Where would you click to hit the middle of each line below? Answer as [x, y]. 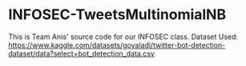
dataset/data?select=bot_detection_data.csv [81, 53]
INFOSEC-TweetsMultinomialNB [117, 15]
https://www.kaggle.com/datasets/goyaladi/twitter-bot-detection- [117, 45]
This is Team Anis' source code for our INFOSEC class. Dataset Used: [123, 37]
